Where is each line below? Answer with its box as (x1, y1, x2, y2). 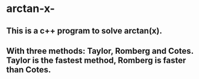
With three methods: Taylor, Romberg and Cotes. (6, 45, 194, 56)
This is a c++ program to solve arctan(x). (6, 26, 163, 36)
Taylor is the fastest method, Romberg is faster (6, 55, 186, 65)
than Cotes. (6, 65, 51, 75)
